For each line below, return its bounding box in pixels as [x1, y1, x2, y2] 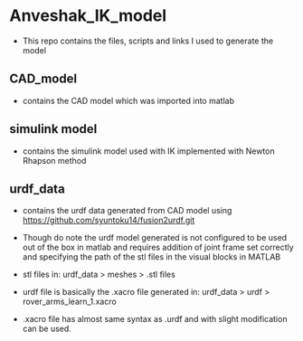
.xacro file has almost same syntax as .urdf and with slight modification [22, 314, 288, 325]
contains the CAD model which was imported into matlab [22, 95, 235, 106]
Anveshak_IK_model [9, 5, 167, 26]
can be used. [22, 323, 72, 335]
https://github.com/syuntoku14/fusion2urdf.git [22, 214, 195, 226]
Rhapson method [22, 155, 87, 166]
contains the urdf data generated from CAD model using [22, 205, 232, 216]
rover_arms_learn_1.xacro [22, 296, 118, 308]
